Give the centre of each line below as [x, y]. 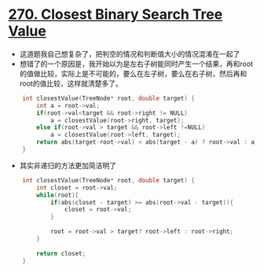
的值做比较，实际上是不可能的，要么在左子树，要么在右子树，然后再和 [133, 73]
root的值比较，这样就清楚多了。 [71, 83]
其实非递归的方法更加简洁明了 [68, 165]
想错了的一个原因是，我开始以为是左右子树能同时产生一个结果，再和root [136, 64]
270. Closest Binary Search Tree [115, 15]
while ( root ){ [58, 195]
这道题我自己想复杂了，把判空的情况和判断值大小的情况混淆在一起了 [130, 53]
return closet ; [61, 253]
